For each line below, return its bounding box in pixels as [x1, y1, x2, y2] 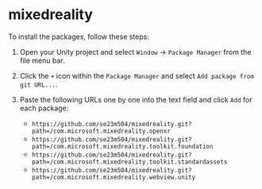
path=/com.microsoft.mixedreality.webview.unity [31, 173, 196, 181]
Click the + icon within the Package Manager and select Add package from [19, 71, 254, 80]
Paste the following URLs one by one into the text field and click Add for [19, 94, 252, 104]
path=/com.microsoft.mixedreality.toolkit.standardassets [31, 157, 228, 166]
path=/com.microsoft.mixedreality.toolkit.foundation [31, 142, 214, 150]
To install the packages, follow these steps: [8, 32, 149, 41]
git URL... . [19, 79, 58, 89]
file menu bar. [19, 56, 65, 65]
